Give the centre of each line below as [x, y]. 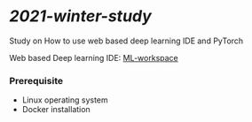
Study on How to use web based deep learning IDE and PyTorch [126, 41]
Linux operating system [65, 100]
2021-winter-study [81, 16]
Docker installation [56, 110]
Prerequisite [36, 80]
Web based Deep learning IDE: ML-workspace [94, 57]
